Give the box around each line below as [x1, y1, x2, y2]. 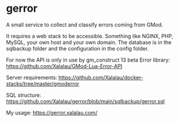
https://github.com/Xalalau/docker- [58, 74, 144, 81]
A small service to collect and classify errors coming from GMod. [6, 21, 163, 28]
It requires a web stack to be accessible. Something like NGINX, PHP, [6, 32, 174, 39]
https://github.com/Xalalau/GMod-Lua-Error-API [6, 62, 123, 69]
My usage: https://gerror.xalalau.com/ [6, 109, 98, 116]
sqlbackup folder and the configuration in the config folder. [6, 45, 149, 52]
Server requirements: [6, 74, 58, 81]
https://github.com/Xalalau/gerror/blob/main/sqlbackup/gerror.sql [6, 97, 166, 104]
